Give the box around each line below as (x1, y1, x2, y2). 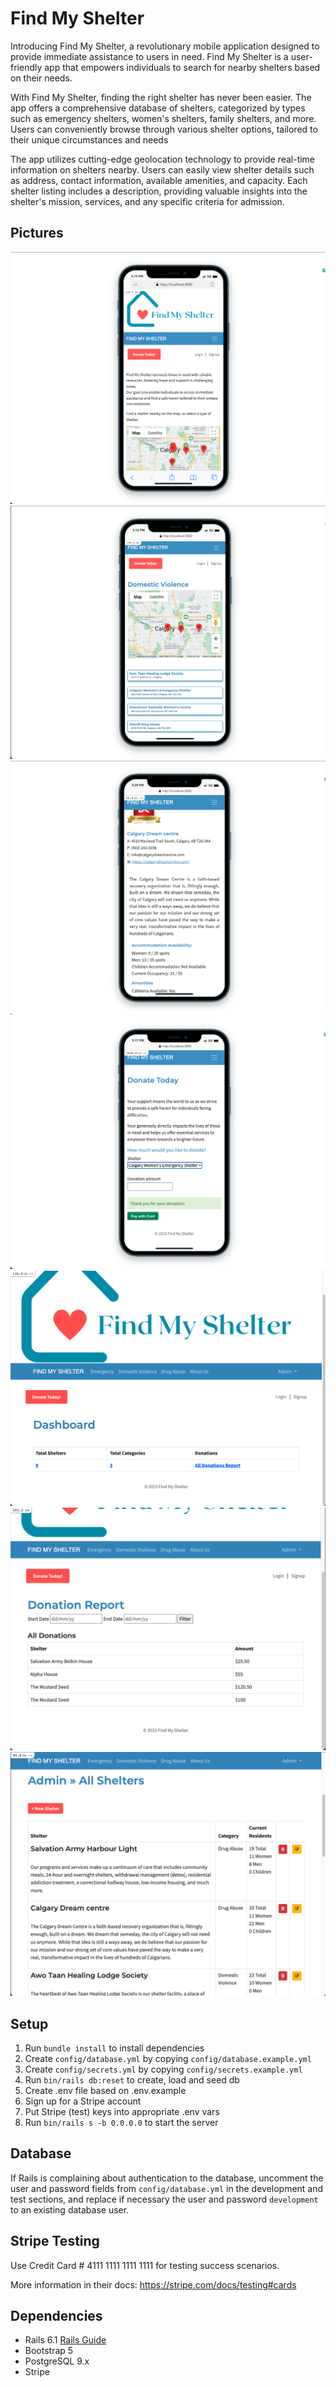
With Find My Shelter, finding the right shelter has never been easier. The (10, 91, 312, 103)
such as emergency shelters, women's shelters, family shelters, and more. (10, 112, 317, 124)
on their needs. (10, 72, 73, 84)
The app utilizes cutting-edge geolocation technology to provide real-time (10, 153, 316, 165)
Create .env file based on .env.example (24, 2085, 187, 2097)
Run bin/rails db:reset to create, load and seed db (24, 2074, 240, 2086)
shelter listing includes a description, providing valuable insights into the (10, 185, 308, 197)
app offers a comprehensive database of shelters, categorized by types (10, 102, 306, 114)
